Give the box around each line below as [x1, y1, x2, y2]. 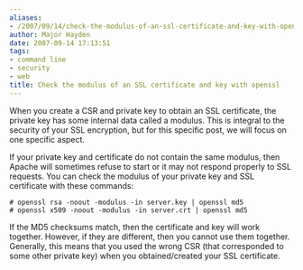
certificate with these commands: [9, 180, 133, 191]
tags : [9, 47, 30, 56]
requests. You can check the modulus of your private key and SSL [9, 171, 255, 182]
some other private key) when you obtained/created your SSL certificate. [9, 250, 281, 261]
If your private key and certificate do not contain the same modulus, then [9, 151, 280, 163]
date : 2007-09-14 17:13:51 [9, 38, 111, 48]
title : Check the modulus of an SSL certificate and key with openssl [9, 80, 280, 89]
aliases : [9, 13, 42, 23]
